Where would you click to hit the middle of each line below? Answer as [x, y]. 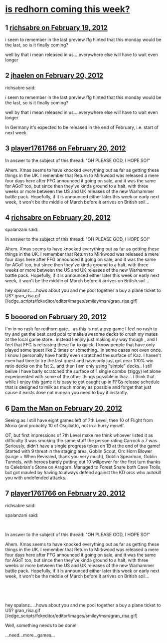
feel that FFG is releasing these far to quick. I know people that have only [80, 345]
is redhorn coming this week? [68, 9]
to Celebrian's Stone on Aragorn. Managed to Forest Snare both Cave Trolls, [83, 467]
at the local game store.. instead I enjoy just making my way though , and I [81, 339]
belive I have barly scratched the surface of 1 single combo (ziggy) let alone [83, 371]
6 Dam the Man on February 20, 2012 [64, 408]
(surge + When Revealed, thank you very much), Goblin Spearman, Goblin [81, 457]
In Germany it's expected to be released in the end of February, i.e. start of [82, 127]
